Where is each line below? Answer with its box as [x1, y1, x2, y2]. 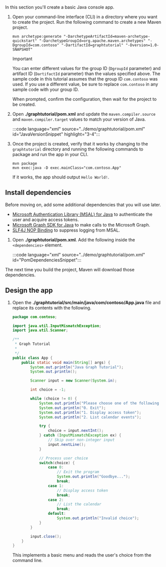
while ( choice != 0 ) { [30, 396, 77, 401]
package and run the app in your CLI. [12, 152, 88, 157]
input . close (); [30, 534, 62, 539]
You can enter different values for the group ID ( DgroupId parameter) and [12, 66, 161, 71]
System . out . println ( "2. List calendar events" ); [39, 414, 142, 419]
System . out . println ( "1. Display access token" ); [39, 410, 142, 415]
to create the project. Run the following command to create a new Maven [12, 19, 162, 25]
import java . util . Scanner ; [12, 328, 68, 333]
